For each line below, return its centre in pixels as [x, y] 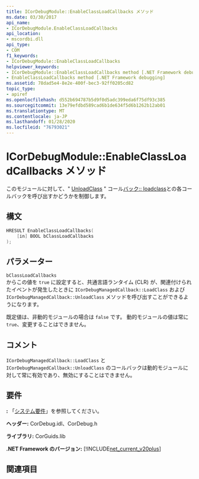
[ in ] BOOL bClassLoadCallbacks [55, 236]
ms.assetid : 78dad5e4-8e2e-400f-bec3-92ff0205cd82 [70, 84]
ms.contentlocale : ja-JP [37, 116]
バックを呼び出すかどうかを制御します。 [60, 196]
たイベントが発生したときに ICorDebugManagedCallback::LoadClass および [96, 290]
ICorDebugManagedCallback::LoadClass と [56, 360]
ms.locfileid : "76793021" [38, 127]
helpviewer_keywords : [33, 67]
